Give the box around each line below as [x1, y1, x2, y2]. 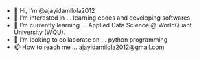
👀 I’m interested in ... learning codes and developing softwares [13, 14, 191, 22]
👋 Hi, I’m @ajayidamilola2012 [13, 7, 95, 14]
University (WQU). [13, 28, 66, 36]
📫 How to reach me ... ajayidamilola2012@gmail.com [13, 43, 165, 51]
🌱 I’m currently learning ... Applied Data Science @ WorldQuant [13, 21, 192, 29]
